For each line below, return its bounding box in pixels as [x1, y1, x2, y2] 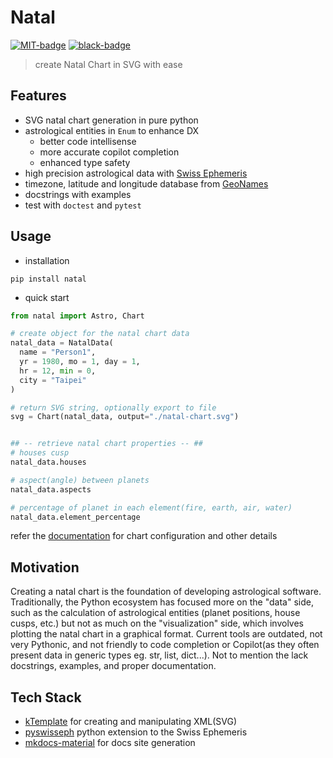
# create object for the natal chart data [10, 329, 190, 339]
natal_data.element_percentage [10, 512, 141, 522]
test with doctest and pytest [24, 199, 142, 211]
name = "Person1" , [19, 347, 97, 358]
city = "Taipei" [19, 375, 87, 385]
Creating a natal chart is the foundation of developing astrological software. [10, 586, 322, 598]
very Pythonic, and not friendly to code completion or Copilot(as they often [10, 639, 320, 651]
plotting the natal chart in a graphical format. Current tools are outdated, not [10, 628, 323, 640]
